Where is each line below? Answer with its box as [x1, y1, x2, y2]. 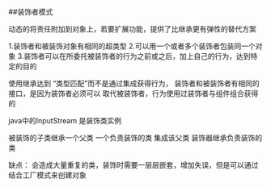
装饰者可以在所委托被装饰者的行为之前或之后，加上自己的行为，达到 [23, 52, 251, 60]
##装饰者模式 [8, 7, 53, 16]
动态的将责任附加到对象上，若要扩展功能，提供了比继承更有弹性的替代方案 [8, 24, 256, 34]
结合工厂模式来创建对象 [8, 170, 87, 180]
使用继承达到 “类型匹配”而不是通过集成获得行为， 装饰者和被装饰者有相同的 [8, 79, 260, 88]
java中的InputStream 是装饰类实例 [8, 116, 122, 125]
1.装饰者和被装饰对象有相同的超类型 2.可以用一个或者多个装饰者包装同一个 [8, 41, 256, 51]
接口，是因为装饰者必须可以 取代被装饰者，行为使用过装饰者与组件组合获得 [8, 89, 259, 98]
